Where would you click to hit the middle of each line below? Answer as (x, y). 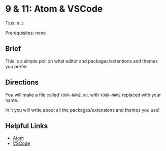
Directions (22, 83)
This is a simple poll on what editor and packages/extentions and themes (82, 61)
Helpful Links (27, 126)
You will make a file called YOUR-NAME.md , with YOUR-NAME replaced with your (83, 95)
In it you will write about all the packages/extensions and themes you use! (82, 110)
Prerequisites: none (26, 33)
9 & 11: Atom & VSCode (54, 9)
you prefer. (17, 66)
